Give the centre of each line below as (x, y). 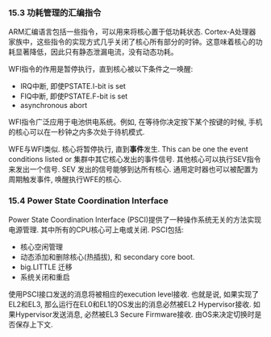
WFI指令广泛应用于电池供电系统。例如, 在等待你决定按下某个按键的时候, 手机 (135, 122)
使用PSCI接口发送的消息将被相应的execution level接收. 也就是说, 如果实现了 (134, 294)
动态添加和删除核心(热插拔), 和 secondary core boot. (107, 256)
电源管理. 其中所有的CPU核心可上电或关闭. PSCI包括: (96, 229)
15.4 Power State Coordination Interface (88, 201)
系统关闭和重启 (45, 277)
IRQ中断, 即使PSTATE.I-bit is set (73, 86)
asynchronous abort (54, 106)
